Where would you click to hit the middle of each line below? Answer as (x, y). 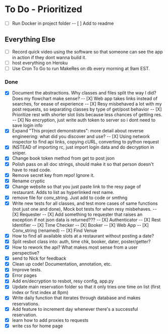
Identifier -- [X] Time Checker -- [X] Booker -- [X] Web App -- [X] (80, 225)
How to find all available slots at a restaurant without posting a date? (83, 235)
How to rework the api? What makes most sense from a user (75, 247)
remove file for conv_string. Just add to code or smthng (70, 198)
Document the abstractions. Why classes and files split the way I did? (84, 93)
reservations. (26, 304)
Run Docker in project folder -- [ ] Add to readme (63, 23)
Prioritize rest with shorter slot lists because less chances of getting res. (87, 115)
